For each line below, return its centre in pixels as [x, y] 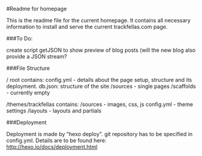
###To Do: [20, 38]
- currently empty [28, 92]
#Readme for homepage [37, 9]
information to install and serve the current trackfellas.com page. [87, 27]
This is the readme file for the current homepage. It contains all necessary [99, 20]
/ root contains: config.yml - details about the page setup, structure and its [99, 80]
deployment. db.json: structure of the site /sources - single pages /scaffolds [101, 86]
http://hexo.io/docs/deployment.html [52, 147]
